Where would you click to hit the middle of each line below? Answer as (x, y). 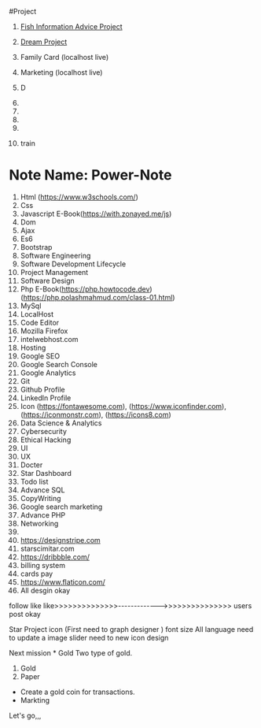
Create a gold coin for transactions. (78, 692)
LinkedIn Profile (46, 398)
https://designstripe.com (60, 540)
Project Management (54, 272)
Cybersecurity (44, 431)
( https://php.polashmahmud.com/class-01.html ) (97, 297)
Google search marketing (61, 507)
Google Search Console (59, 364)
